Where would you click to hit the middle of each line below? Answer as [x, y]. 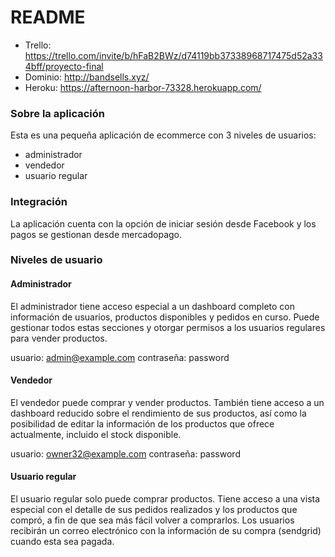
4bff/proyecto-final [64, 66]
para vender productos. [59, 338]
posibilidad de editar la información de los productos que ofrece [142, 423]
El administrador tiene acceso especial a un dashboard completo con [152, 306]
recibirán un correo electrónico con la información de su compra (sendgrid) [166, 531]
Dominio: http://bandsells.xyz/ [87, 77]
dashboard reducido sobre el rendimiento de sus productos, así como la [158, 413]
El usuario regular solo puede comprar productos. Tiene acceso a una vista [165, 499]
